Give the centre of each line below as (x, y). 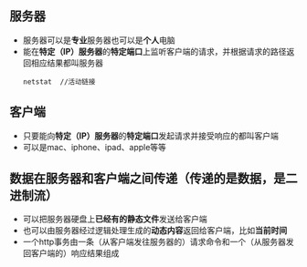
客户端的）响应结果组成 (75, 253)
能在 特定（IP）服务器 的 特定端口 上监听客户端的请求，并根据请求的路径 (154, 51)
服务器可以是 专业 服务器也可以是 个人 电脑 (99, 40)
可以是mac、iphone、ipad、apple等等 (95, 147)
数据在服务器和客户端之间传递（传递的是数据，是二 (153, 179)
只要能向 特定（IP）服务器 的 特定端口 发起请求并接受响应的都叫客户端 (150, 136)
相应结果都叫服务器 (67, 63)
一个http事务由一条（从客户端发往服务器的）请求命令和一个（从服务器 (154, 242)
